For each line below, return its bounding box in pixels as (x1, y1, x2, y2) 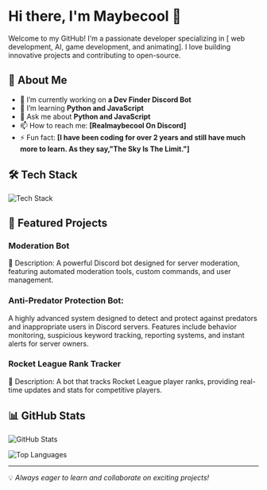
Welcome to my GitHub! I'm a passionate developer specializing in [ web (8, 33, 246, 43)
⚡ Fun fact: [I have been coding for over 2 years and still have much (19, 132, 246, 142)
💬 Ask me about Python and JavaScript (19, 112, 151, 121)
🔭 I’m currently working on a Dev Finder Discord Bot (19, 95, 192, 104)
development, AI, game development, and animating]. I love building (8, 41, 231, 51)
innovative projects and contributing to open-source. (8, 50, 181, 60)
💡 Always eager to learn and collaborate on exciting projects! (8, 472, 210, 482)
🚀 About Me (8, 73, 68, 87)
